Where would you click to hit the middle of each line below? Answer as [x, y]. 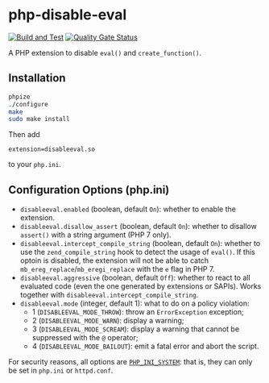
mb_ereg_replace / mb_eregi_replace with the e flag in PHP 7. [117, 269]
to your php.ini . [35, 164]
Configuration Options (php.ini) [89, 190]
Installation [37, 78]
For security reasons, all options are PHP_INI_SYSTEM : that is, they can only [130, 362]
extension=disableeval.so [52, 150]
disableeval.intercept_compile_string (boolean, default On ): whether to [140, 244]
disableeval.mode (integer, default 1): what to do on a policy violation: [134, 303]
